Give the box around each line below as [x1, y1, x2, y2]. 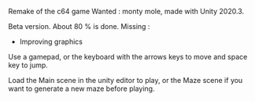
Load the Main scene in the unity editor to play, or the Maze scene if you [8, 76, 243, 85]
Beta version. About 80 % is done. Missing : [8, 22, 150, 31]
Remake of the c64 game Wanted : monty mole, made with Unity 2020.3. [8, 7, 245, 16]
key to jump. [8, 60, 49, 70]
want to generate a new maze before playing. [8, 84, 155, 93]
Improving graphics [19, 37, 83, 46]
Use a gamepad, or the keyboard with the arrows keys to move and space [8, 52, 248, 61]
